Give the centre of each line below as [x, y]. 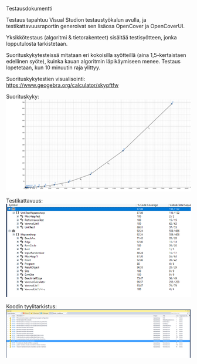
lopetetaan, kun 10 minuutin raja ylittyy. [53, 68]
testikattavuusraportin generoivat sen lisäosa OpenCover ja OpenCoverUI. [96, 26]
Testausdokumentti [29, 9]
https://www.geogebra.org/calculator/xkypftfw [62, 85]
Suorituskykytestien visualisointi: [46, 79]
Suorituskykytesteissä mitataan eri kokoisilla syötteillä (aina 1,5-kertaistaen [96, 55]
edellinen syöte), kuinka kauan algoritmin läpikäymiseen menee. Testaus [93, 61]
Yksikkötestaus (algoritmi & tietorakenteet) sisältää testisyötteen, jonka [91, 37]
